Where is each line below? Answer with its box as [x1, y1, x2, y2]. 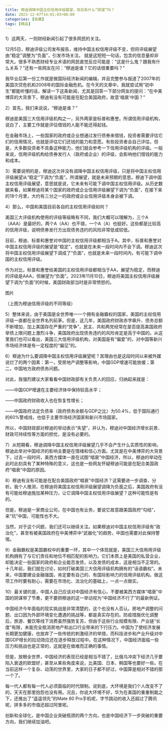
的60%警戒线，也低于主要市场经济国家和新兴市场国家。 [5, 414, 120, 420]
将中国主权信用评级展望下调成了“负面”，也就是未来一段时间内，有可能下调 [5, 250, 158, 256]
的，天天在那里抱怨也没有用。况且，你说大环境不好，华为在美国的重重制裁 [5, 689, 158, 695]
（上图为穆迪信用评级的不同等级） [5, 300, 75, 306]
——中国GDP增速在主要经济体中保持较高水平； [5, 387, 102, 393]
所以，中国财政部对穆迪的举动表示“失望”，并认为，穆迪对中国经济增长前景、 [5, 425, 162, 431]
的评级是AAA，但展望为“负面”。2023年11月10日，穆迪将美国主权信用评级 [5, 273, 156, 279]
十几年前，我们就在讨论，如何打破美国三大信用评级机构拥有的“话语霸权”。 [5, 565, 158, 571]
